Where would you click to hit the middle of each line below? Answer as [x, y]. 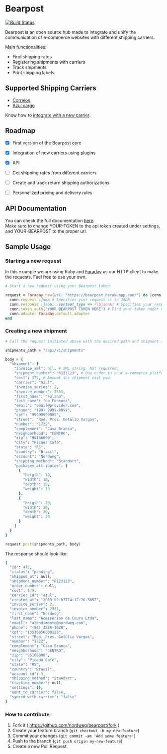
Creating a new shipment [36, 331]
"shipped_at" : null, [31, 577]
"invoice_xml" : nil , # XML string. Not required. [67, 369]
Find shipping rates [32, 56]
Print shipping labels [33, 72]
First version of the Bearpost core [47, 143]
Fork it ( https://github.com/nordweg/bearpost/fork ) [66, 725]
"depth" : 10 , [37, 484]
